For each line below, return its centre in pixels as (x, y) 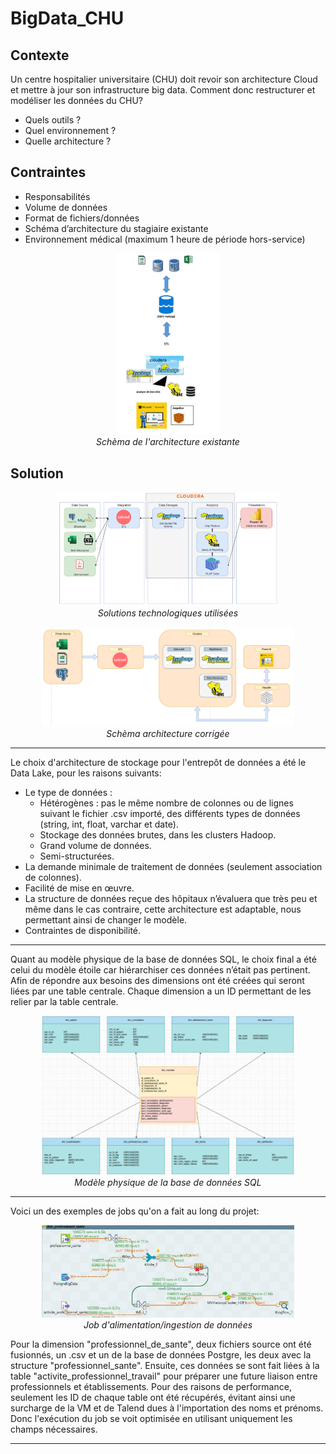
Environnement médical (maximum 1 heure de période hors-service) (165, 239)
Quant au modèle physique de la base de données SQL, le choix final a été (163, 959)
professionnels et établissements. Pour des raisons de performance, (151, 1387)
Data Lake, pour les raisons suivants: (86, 773)
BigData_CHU (67, 18)
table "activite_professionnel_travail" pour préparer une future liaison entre (164, 1376)
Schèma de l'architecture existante (168, 442)
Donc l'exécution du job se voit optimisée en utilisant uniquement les (151, 1419)
